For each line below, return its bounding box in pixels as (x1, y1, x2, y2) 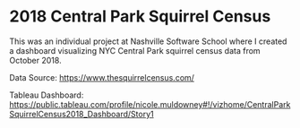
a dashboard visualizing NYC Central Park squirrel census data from (9, 45, 261, 55)
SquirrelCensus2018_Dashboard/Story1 (9, 108, 154, 119)
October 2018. (9, 55, 62, 65)
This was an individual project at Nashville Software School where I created (9, 36, 287, 47)
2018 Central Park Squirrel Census (9, 6, 271, 27)
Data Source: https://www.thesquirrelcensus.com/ (9, 72, 195, 82)
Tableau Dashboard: (9, 90, 84, 100)
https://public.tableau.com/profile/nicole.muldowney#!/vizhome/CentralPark (9, 98, 291, 109)
